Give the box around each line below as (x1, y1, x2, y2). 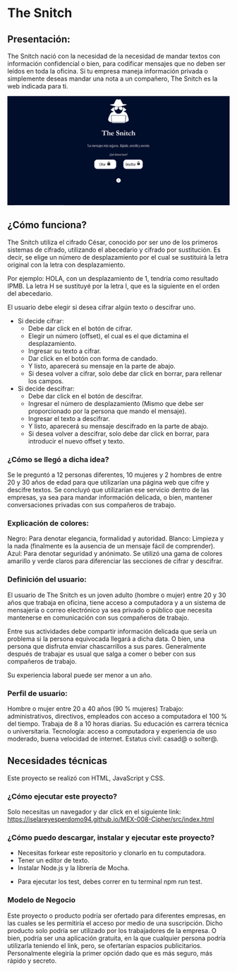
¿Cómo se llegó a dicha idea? (7, 454, 109, 464)
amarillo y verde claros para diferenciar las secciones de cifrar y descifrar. (7, 557, 224, 565)
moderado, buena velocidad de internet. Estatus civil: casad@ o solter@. (7, 734, 219, 744)
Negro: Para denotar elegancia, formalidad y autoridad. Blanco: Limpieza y (7, 534, 224, 543)
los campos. (28, 376, 64, 385)
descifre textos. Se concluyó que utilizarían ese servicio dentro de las (7, 486, 209, 494)
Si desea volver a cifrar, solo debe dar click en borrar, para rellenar (28, 369, 222, 378)
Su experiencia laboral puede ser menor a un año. (7, 671, 153, 679)
